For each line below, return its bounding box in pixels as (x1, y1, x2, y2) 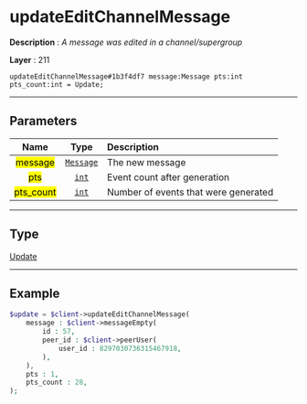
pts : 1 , (26, 369, 59, 378)
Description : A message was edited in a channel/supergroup (9, 37, 243, 48)
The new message (106, 155, 186, 168)
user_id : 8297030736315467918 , (58, 344, 182, 353)
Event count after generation (106, 171, 230, 184)
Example (9, 285, 60, 301)
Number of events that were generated (106, 186, 274, 198)
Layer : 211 (9, 54, 50, 65)
